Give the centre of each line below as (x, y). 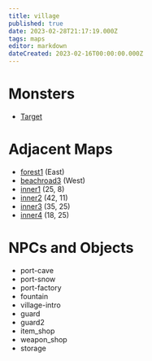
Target (31, 116)
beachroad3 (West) (52, 180)
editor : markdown (38, 46)
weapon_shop (43, 339)
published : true (36, 24)
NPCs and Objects (71, 248)
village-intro (40, 305)
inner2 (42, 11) (44, 198)
